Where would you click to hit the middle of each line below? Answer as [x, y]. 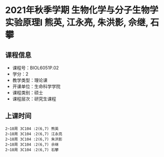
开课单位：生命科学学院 [36, 86]
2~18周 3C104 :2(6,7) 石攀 [32, 150]
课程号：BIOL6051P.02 [36, 68]
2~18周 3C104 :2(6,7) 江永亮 [34, 134]
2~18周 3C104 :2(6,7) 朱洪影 [34, 139]
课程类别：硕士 [28, 93]
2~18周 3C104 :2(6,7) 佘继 [32, 145]
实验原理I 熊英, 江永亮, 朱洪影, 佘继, [77, 23]
